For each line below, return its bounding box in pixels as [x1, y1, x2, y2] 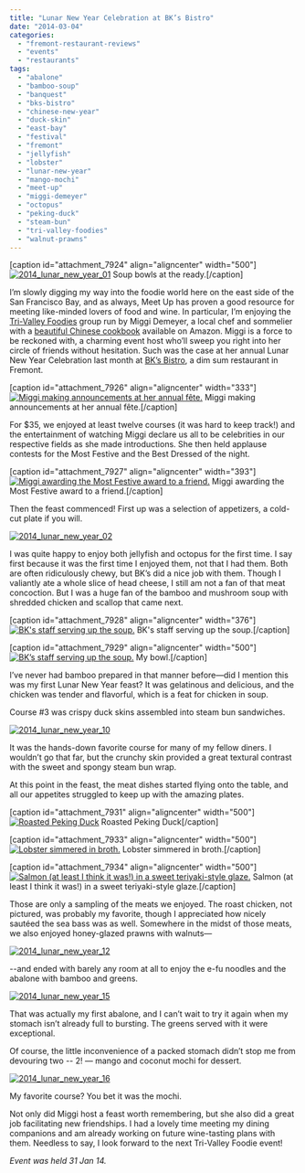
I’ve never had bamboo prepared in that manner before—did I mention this [9, 669, 289, 681]
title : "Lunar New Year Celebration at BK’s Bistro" [9, 13, 215, 23]
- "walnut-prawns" [17, 234, 89, 243]
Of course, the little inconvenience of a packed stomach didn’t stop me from [9, 1046, 297, 1057]
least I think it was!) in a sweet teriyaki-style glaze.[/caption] [9, 881, 237, 892]
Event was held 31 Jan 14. [9, 1156, 107, 1167]
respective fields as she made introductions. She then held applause [9, 439, 268, 450]
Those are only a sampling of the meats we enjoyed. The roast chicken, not [9, 899, 293, 910]
